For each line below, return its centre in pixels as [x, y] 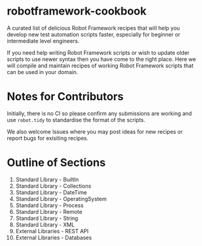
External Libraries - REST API [52, 231]
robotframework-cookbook [77, 11]
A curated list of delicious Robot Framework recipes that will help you [93, 28]
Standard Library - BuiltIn [47, 179]
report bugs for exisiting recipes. [48, 138]
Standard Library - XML [45, 224]
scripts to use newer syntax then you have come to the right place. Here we [102, 59]
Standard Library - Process [49, 205]
